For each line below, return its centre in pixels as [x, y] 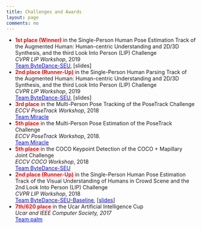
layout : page [23, 17]
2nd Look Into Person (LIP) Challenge [61, 187]
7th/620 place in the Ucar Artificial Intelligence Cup [79, 207]
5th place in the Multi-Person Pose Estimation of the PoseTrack [93, 124]
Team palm [29, 219]
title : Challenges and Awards [44, 12]
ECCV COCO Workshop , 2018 [52, 162]
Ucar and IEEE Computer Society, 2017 [63, 213]
